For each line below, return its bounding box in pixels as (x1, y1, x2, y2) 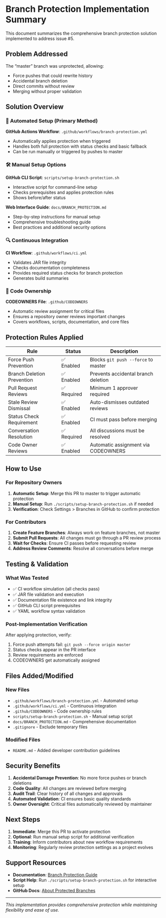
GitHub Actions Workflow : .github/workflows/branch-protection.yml (5, 128, 147, 134)
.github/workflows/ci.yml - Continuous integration (12, 703, 117, 709)
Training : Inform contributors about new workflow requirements (12, 839, 143, 845)
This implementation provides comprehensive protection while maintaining (5, 902, 157, 908)
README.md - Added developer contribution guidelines (12, 748, 120, 753)
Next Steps (5, 815, 40, 824)
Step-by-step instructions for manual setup (12, 213, 100, 219)
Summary (5, 14, 46, 25)
